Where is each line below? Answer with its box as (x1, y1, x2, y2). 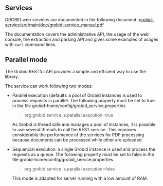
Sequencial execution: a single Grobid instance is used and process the (12, 146, 156, 152)
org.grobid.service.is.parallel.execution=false (24, 166, 115, 171)
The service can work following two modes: (5, 83, 93, 89)
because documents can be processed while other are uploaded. (12, 137, 143, 142)
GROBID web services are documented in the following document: (5, 16, 138, 22)
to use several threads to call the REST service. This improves (12, 126, 136, 132)
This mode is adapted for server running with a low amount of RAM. (12, 175, 148, 181)
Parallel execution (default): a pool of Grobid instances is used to (12, 92, 142, 98)
